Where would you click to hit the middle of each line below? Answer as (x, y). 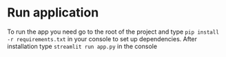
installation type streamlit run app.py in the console (82, 46)
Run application (53, 13)
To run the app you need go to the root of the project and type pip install (113, 32)
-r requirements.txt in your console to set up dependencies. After (102, 38)
